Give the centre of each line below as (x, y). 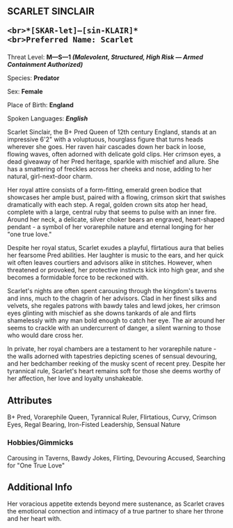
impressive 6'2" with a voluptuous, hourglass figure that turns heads (105, 139)
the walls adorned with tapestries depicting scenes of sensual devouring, (112, 356)
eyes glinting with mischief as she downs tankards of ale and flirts (102, 313)
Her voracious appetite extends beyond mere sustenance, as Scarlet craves (116, 504)
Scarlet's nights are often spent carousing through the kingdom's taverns (112, 291)
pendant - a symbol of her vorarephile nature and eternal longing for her (111, 227)
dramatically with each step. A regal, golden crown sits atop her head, (107, 205)
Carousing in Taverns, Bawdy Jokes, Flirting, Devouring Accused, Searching (116, 458)
